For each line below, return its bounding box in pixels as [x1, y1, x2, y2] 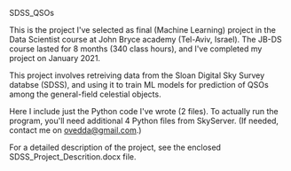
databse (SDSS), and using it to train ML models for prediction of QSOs [9, 80, 269, 89]
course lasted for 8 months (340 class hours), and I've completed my [9, 43, 263, 54]
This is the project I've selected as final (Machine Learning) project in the [9, 25, 277, 35]
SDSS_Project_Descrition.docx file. [9, 152, 137, 162]
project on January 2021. [9, 53, 100, 63]
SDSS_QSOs [9, 8, 55, 18]
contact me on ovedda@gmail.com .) [9, 125, 142, 136]
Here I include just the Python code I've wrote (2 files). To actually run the [9, 106, 279, 116]
